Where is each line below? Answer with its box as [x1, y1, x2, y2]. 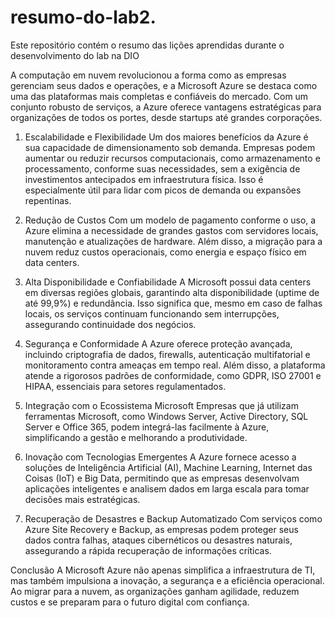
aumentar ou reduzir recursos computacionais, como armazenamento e [24, 152, 321, 164]
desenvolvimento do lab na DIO [10, 49, 140, 61]
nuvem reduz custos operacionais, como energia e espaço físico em [24, 246, 307, 258]
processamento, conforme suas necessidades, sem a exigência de [24, 162, 301, 175]
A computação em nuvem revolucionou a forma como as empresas [10, 69, 287, 81]
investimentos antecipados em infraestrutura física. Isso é [24, 173, 264, 185]
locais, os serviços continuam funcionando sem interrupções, [24, 307, 280, 320]
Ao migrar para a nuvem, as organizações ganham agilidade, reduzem [10, 585, 300, 597]
